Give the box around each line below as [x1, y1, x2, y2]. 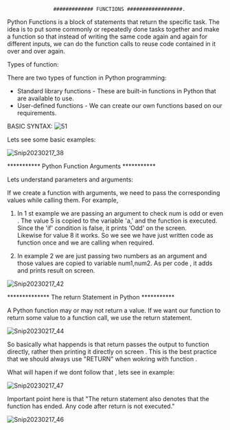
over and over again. [7, 47, 65, 55]
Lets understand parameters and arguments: [7, 175, 134, 183]
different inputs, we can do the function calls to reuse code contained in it [7, 40, 216, 47]
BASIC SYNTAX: [7, 122, 53, 130]
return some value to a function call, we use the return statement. [7, 314, 192, 321]
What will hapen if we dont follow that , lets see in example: [7, 368, 175, 376]
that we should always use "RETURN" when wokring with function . [7, 355, 198, 363]
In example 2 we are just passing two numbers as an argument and [16, 252, 207, 260]
